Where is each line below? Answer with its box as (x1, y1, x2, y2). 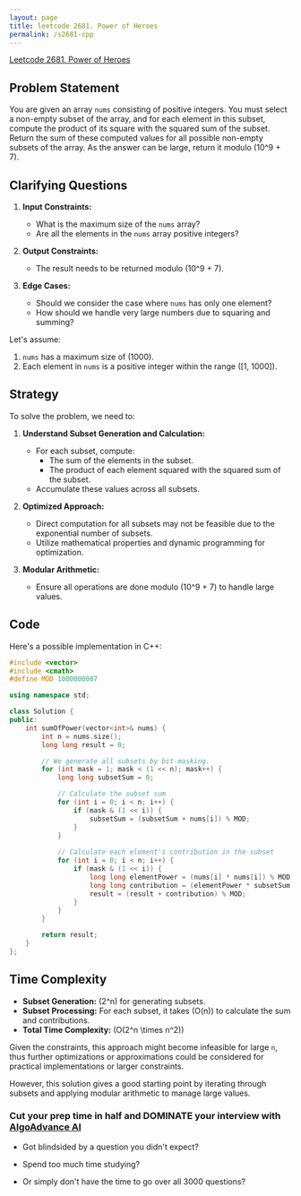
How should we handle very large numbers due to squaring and (35, 307, 271, 318)
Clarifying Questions (9, 177, 128, 193)
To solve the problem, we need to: (9, 410, 135, 421)
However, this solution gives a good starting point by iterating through (9, 1078, 267, 1088)
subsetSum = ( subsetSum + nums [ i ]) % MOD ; (89, 814, 251, 823)
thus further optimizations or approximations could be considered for (9, 1051, 264, 1062)
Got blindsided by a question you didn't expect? (21, 1141, 199, 1152)
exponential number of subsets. (35, 528, 153, 538)
